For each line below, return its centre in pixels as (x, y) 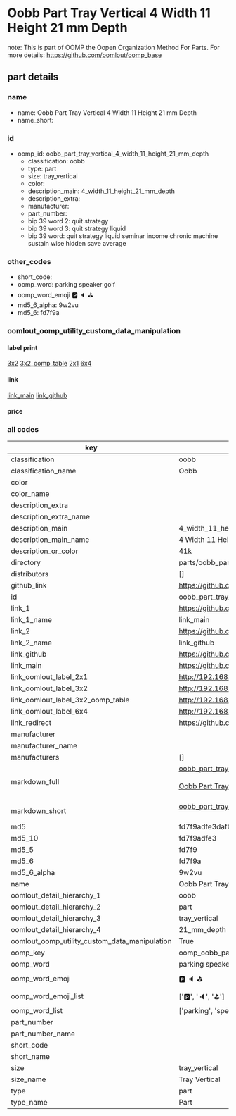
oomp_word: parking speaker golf (66, 285)
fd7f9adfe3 (198, 838)
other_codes (29, 261)
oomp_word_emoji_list (47, 996)
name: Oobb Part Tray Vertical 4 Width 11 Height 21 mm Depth (107, 112)
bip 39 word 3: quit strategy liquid (77, 228)
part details (33, 77)
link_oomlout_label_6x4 (50, 712)
